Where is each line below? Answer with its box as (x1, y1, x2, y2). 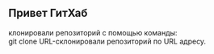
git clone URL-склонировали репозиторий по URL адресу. (8, 36, 207, 46)
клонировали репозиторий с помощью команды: (8, 27, 178, 37)
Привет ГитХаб (8, 6, 88, 20)
